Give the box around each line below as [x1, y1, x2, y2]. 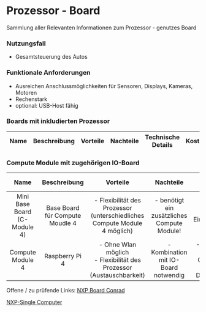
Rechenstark [15, 95, 48, 103]
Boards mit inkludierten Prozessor [6, 117, 110, 125]
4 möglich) [102, 227, 134, 236]
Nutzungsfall [6, 39, 46, 48]
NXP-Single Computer [6, 299, 63, 306]
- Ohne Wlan [98, 240, 137, 249]
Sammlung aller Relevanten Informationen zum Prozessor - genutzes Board [6, 24, 197, 31]
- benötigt [154, 196, 185, 205]
